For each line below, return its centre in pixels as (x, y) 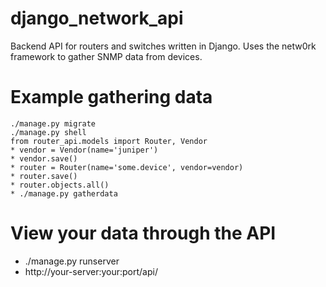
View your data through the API (143, 233)
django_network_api (97, 18)
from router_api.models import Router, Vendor (109, 141)
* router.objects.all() (60, 185)
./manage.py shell (48, 132)
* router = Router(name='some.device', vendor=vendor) (127, 167)
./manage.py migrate (53, 123)
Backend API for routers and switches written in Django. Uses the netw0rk (163, 46)
